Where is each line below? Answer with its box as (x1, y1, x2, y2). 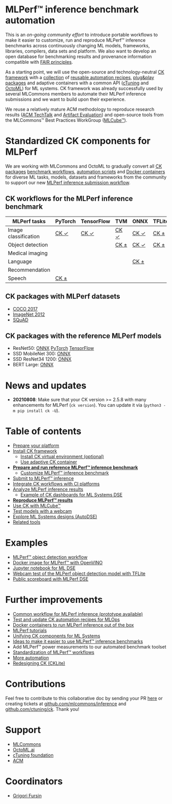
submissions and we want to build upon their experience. (5, 96, 126, 102)
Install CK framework (12, 448, 57, 454)
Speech (8, 274, 27, 281)
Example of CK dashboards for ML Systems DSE (20, 492, 123, 498)
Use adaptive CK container (20, 459, 77, 465)
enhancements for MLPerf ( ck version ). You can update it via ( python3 (12, 402, 161, 408)
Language (8, 258, 32, 265)
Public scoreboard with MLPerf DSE (12, 576, 89, 582)
